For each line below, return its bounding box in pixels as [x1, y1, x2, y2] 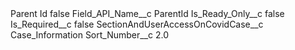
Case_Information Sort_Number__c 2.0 [10, 29, 170, 41]
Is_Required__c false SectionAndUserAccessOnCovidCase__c [10, 18, 264, 30]
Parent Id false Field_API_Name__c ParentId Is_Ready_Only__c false [10, 8, 285, 19]
